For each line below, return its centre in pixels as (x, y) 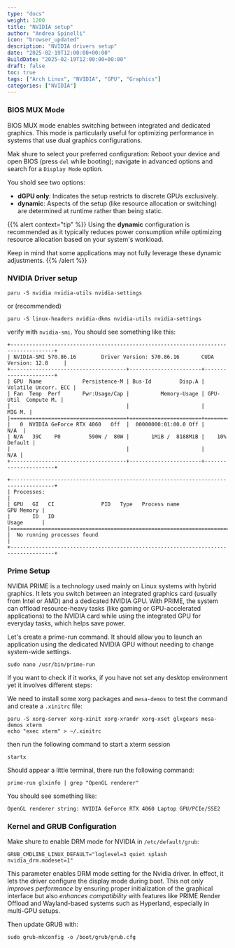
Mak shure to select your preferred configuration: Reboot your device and (114, 154)
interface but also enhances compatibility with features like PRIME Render (114, 896)
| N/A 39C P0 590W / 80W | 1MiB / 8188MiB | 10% (117, 436)
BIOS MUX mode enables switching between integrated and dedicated (109, 125)
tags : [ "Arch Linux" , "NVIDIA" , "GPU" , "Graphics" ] (84, 79)
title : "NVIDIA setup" (40, 27)
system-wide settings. (39, 652)
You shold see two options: (47, 182)
